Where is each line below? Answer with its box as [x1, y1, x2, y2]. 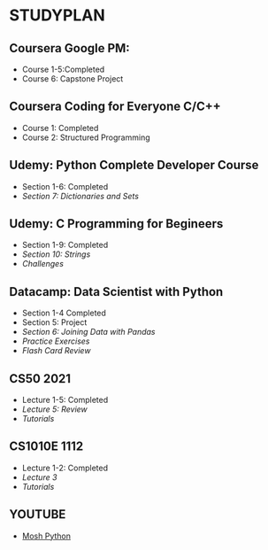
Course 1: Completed [21, 122, 99, 133]
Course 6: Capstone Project [21, 74, 124, 84]
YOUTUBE [9, 507, 66, 523]
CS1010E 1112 [9, 439, 84, 454]
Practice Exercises [21, 336, 90, 346]
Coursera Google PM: [9, 41, 130, 56]
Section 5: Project [21, 317, 88, 328]
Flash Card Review [21, 345, 91, 356]
